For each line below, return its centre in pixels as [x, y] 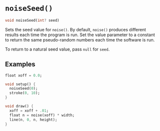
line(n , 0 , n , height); [33, 119]
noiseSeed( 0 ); [24, 89]
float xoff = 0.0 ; [24, 75]
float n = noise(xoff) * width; [42, 115]
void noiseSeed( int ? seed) [32, 20]
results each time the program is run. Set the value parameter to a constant [80, 35]
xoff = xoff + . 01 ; [29, 111]
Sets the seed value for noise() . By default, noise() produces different [76, 29]
